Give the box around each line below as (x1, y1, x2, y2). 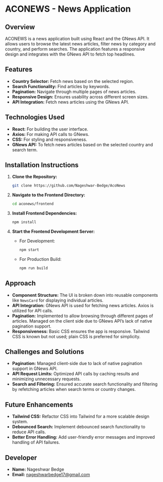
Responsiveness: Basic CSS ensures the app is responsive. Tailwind (12, 328, 150, 334)
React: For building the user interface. (12, 126, 88, 132)
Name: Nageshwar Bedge (12, 466, 65, 472)
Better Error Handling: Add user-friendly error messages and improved (12, 434, 155, 440)
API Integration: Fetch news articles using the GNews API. (12, 99, 130, 105)
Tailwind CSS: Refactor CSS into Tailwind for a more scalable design (12, 413, 149, 420)
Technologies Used (5, 113, 65, 121)
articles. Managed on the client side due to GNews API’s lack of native (12, 318, 152, 324)
